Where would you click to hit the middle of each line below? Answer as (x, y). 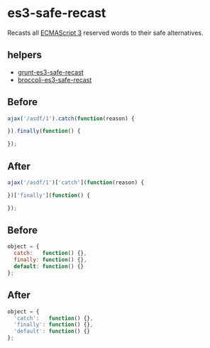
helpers (25, 55)
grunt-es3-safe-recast (50, 72)
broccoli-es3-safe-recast (55, 80)
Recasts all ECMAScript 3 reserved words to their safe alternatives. (105, 33)
